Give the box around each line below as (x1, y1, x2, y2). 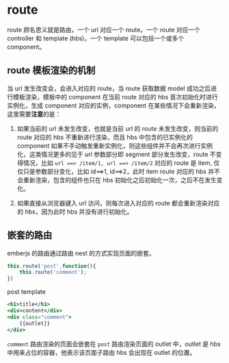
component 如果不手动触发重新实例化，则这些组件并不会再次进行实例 (16, 141, 213, 149)
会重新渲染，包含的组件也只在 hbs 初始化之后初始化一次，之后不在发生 (16, 175, 217, 184)
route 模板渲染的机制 (7, 64, 96, 77)
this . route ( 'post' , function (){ (7, 262, 96, 269)
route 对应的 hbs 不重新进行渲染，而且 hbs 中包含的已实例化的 (16, 133, 193, 141)
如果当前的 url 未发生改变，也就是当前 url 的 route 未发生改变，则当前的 (16, 124, 219, 132)
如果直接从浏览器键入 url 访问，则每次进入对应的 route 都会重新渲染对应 (16, 199, 220, 207)
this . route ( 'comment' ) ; (19, 269, 87, 276)
